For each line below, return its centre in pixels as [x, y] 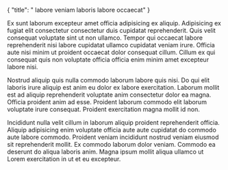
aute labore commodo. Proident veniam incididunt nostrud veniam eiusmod [113, 137]
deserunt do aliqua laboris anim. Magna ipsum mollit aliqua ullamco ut [105, 151]
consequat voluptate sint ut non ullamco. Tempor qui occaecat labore [105, 38]
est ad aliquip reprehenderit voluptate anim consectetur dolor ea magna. [109, 95]
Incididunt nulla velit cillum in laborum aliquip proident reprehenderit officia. [114, 122]
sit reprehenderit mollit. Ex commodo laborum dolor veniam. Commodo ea [111, 144]
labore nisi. [23, 67]
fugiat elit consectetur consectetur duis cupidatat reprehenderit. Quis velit [111, 31]
